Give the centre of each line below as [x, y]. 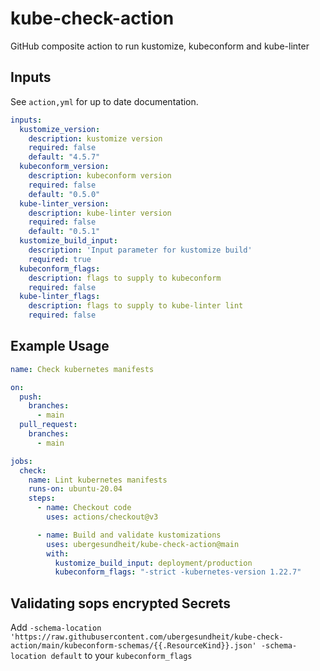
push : [31, 397]
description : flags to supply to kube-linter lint [136, 306]
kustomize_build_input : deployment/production [153, 563]
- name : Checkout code [84, 508]
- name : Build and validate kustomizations [129, 535]
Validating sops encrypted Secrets [121, 603]
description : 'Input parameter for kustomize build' [140, 250]
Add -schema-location [56, 628]
